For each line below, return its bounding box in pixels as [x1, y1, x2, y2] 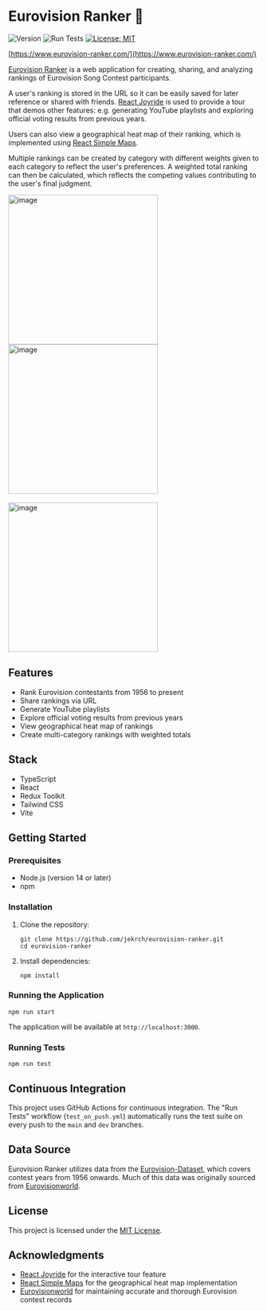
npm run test [8, 1060, 52, 1068]
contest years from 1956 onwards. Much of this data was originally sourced [8, 1172, 257, 1182]
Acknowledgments [8, 1248, 105, 1262]
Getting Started [8, 831, 87, 844]
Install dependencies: [19, 956, 91, 965]
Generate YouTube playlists [19, 704, 110, 713]
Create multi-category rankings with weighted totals [19, 729, 191, 739]
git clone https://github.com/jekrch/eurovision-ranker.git [19, 935, 224, 943]
